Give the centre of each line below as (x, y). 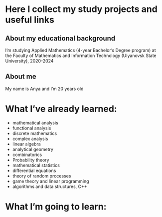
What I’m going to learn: (56, 206)
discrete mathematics (35, 133)
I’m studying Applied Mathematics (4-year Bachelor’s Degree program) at (81, 50)
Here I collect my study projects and (81, 9)
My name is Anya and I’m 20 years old (44, 88)
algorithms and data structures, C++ (50, 186)
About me (21, 77)
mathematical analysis (35, 122)
